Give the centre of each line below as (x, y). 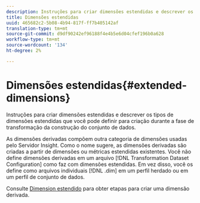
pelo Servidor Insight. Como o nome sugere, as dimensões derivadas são (96, 145)
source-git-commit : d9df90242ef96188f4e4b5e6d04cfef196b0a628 (85, 34)
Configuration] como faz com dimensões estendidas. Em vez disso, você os (100, 164)
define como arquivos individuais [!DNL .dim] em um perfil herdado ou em (97, 170)
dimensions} (38, 98)
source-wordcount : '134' (37, 45)
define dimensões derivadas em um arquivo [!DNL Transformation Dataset (98, 158)
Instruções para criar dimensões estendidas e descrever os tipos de (90, 115)
